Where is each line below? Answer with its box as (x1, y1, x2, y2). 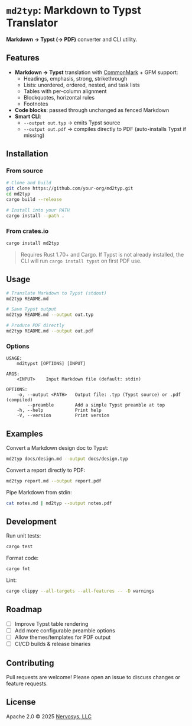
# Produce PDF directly (6, 322, 65, 329)
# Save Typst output (6, 306, 57, 312)
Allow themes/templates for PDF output (14, 634, 111, 641)
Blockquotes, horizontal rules (23, 94, 95, 101)
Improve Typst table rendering (14, 620, 89, 627)
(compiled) (6, 397, 33, 403)
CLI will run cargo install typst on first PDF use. (20, 257, 142, 264)
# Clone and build (6, 180, 51, 186)
